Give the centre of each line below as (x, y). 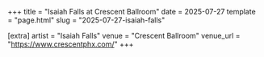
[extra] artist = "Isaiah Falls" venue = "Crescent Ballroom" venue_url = (124, 36)
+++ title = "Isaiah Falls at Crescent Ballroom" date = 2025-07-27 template (132, 12)
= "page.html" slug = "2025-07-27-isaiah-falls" (86, 20)
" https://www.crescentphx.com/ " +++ (71, 44)
